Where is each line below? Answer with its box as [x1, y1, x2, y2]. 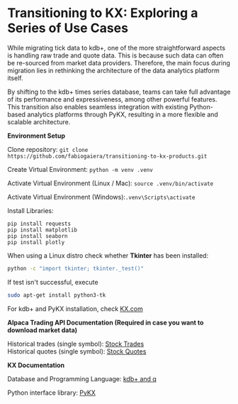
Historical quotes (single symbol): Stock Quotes [7, 346, 147, 356]
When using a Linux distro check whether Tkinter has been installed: [7, 251, 209, 260]
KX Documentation [7, 361, 65, 369]
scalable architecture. [7, 117, 71, 126]
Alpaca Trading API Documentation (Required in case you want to [7, 318, 204, 327]
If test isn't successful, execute [7, 278, 98, 286]
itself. [7, 73, 23, 82]
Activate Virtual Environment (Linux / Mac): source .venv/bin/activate [7, 179, 214, 187]
